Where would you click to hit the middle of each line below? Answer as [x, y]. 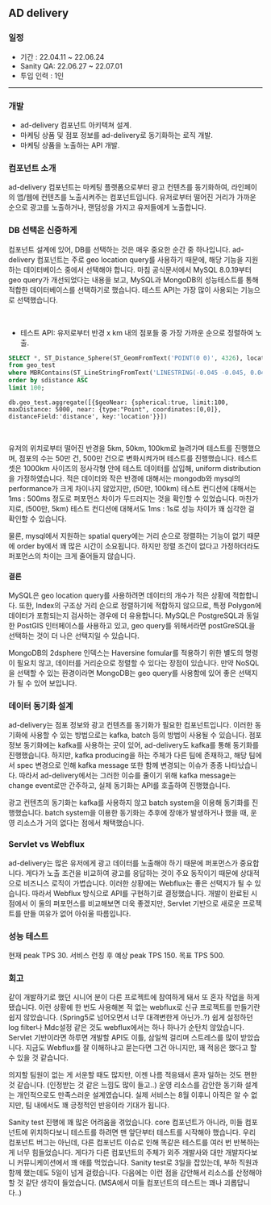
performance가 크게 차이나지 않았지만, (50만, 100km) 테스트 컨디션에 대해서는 [132, 488]
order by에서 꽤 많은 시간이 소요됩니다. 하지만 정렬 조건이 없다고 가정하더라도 [138, 546]
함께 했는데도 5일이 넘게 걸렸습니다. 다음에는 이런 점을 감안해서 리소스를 [121, 1173]
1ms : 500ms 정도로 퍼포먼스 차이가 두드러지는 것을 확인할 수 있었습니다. [123, 498]
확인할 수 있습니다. [38, 519]
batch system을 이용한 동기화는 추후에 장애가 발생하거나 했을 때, [147, 813]
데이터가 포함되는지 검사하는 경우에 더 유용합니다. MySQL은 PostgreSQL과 [126, 615]
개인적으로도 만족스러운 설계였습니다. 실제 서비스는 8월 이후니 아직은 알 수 [133, 1095]
